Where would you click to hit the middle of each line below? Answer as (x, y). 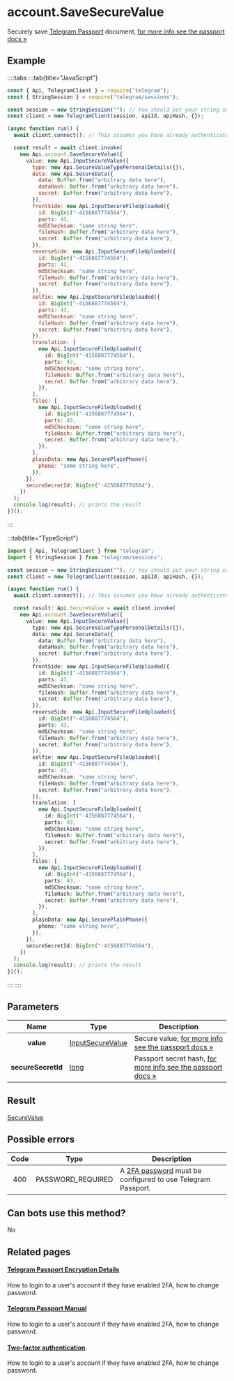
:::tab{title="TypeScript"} (43, 538)
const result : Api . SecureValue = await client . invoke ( (95, 608)
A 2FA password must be (161, 1171)
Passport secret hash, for (175, 1058)
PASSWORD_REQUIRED (75, 1179)
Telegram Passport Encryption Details (63, 1270)
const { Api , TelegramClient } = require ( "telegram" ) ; (88, 90)
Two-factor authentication (46, 1347)
